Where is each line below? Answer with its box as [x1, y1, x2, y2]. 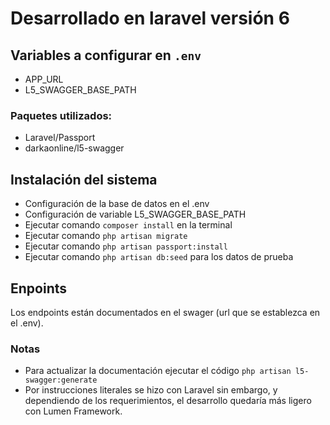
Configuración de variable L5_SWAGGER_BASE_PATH [24, 208, 247, 221]
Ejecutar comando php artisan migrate [24, 230, 188, 242]
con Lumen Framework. [24, 405, 123, 417]
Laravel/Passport [24, 132, 96, 144]
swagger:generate [24, 375, 98, 386]
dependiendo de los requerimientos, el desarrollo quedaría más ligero [24, 395, 312, 407]
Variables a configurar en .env [10, 47, 202, 64]
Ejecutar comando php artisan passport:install [24, 240, 228, 252]
